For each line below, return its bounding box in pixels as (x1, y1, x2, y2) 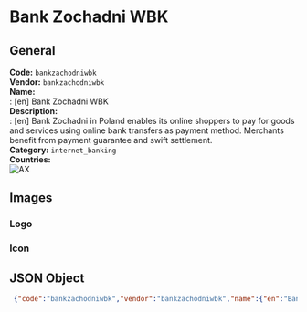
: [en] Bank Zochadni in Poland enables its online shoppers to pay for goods (9, 116, 295, 126)
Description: (9, 106, 58, 116)
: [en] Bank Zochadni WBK (9, 96, 110, 107)
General (9, 43, 57, 58)
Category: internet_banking (9, 144, 117, 155)
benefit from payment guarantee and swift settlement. (9, 135, 213, 145)
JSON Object (9, 270, 85, 286)
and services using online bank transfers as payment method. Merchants (9, 125, 285, 136)
